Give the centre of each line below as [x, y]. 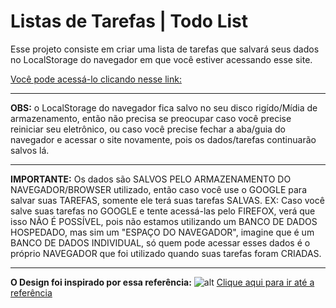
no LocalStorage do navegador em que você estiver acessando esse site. [161, 59]
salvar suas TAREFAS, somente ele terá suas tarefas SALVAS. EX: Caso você [167, 200]
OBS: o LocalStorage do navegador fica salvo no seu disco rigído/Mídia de [164, 107]
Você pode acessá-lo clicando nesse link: [96, 79]
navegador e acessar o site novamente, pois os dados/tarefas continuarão [163, 139]
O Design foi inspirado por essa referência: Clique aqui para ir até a [162, 282]
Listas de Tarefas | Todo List [129, 21]
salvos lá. [30, 150]
